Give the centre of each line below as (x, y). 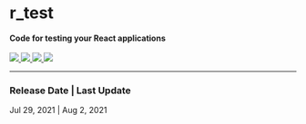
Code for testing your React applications (87, 38)
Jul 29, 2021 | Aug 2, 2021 (58, 110)
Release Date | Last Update (71, 91)
